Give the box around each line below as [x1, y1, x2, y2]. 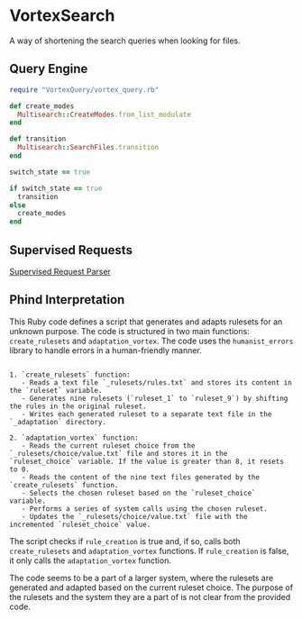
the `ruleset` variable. [9, 386, 103, 395]
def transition [9, 134, 67, 144]
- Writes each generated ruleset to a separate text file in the [21, 409, 272, 419]
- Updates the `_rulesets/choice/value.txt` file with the [21, 512, 248, 521]
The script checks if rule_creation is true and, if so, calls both [9, 535, 241, 546]
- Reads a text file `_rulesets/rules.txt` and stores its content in [21, 378, 293, 387]
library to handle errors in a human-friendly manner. [9, 344, 203, 356]
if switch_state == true [9, 184, 103, 193]
